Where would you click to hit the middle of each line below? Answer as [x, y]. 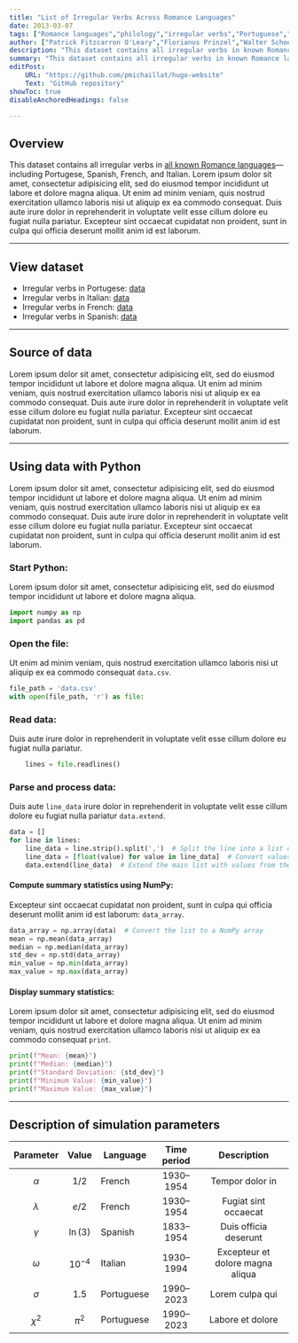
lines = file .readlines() [73, 765]
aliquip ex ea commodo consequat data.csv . [90, 672]
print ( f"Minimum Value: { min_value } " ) [81, 1081]
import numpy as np [45, 613]
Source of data [51, 352]
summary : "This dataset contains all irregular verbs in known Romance [144, 59]
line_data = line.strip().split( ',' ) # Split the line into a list [154, 848]
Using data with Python [75, 467]
